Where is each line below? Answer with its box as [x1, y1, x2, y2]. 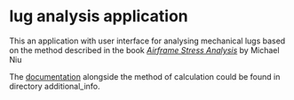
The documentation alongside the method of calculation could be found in [9, 71, 281, 81]
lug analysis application [9, 6, 188, 27]
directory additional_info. [9, 81, 100, 91]
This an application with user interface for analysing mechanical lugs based [9, 35, 286, 46]
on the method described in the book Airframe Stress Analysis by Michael [9, 44, 280, 55]
